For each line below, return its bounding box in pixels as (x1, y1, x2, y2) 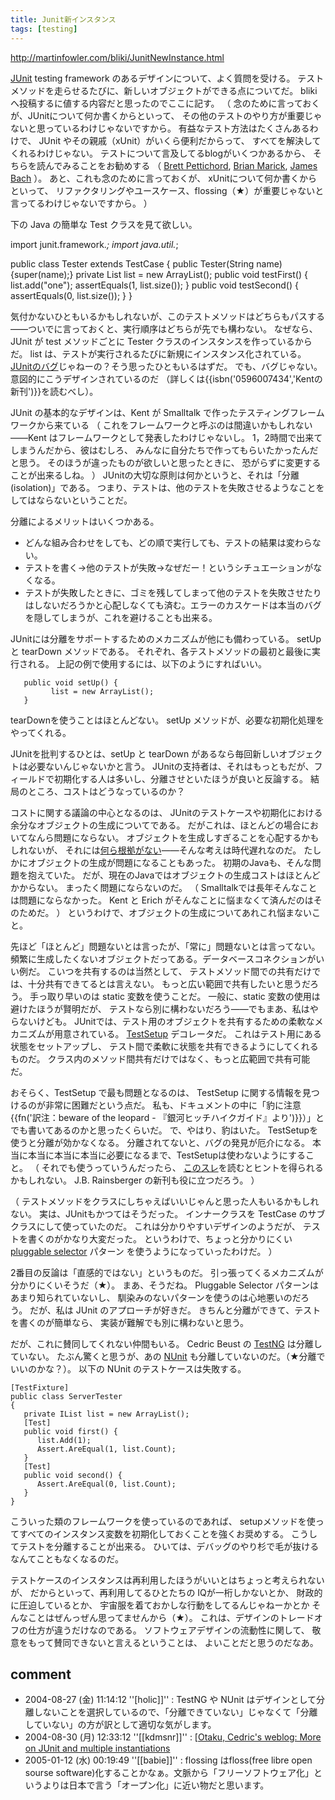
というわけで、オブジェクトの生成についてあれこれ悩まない (67, 906, 313, 918)
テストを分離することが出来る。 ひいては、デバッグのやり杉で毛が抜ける (18, 1540, 320, 1552)
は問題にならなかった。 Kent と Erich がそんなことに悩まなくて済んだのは (10, 894, 314, 906)
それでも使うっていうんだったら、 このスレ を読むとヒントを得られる (41, 1161, 324, 1173)
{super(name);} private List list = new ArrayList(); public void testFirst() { (10, 268, 308, 280)
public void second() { (23, 1470, 123, 1480)
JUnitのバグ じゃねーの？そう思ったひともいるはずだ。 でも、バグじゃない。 (10, 360, 323, 372)
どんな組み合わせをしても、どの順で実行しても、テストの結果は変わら (24, 536, 313, 548)
